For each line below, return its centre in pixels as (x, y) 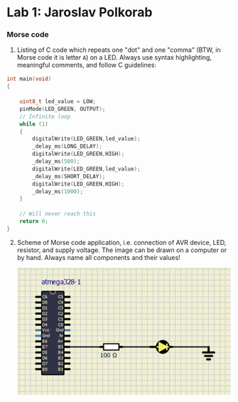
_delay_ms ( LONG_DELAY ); (67, 146)
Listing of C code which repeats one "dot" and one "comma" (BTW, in (119, 50)
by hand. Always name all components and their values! (98, 257)
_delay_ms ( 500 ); (56, 162)
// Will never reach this (58, 214)
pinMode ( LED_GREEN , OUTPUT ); (63, 109)
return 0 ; (34, 222)
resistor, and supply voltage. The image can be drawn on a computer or (122, 250)
